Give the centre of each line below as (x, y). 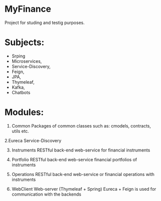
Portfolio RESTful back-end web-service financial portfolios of (74, 159)
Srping (18, 56)
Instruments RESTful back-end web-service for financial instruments (81, 150)
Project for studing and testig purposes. (45, 23)
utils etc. (20, 131)
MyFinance (28, 9)
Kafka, (18, 87)
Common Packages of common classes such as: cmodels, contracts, (81, 126)
